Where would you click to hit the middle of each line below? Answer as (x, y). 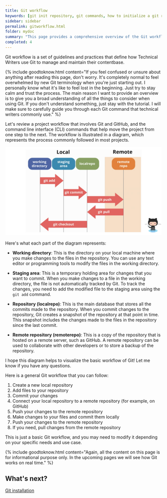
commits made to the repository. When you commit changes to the (81, 309)
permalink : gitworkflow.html (35, 26)
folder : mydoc (20, 32)
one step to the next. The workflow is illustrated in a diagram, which (75, 134)
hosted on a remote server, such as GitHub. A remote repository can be (85, 340)
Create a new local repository (42, 385)
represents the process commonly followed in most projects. (67, 140)
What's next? (26, 478)
